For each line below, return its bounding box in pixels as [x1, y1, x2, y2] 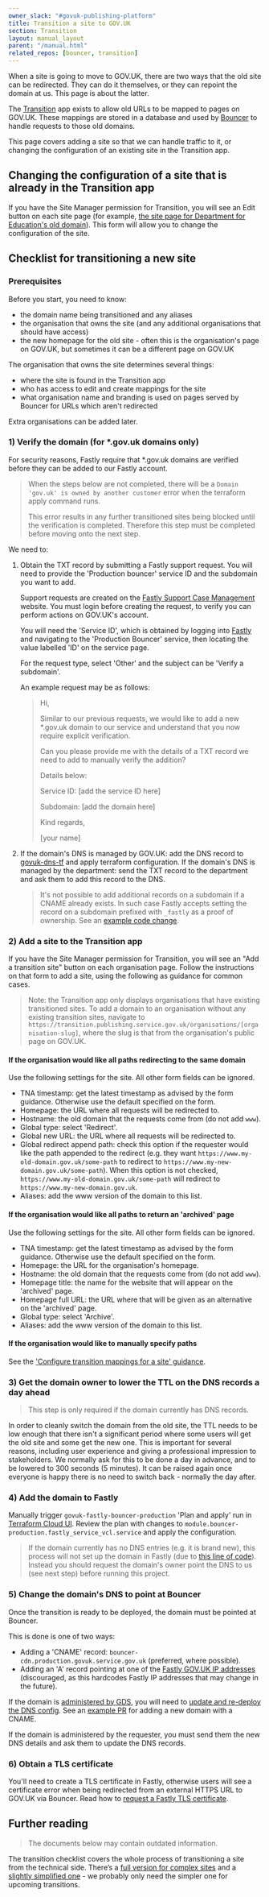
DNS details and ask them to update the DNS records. [8, 1738, 186, 1748]
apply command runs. [27, 496, 100, 506]
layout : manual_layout [8, 34, 84, 43]
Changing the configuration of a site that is [8, 168, 227, 182]
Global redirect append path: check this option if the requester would [19, 1140, 249, 1149]
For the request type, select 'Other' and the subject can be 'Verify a [19, 658, 244, 668]
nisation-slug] [27, 1029, 79, 1038]
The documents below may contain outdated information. [27, 1838, 218, 1848]
